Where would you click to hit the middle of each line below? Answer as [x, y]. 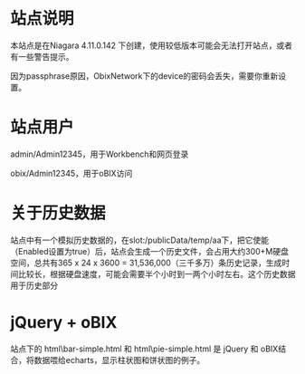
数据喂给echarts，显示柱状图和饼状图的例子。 [119, 360]
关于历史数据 [58, 213]
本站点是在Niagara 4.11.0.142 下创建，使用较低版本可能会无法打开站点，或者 [152, 45]
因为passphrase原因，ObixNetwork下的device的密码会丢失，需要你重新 [144, 76]
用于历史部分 [34, 285]
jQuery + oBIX [64, 322]
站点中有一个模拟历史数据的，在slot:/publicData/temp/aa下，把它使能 [140, 240]
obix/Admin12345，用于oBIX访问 [71, 173]
